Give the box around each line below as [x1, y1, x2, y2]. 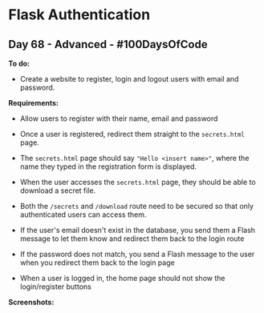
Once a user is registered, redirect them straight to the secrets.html [19, 130, 245, 138]
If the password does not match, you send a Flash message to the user [19, 250, 255, 259]
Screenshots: [8, 298, 55, 307]
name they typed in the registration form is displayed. [19, 162, 197, 171]
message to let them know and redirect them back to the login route [19, 234, 245, 243]
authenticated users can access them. [19, 210, 147, 219]
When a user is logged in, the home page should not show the [19, 274, 225, 283]
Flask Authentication [8, 6, 151, 24]
